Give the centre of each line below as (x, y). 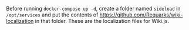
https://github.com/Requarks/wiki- (141, 15)
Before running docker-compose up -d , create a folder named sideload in (93, 9)
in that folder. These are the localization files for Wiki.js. (102, 21)
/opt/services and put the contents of (52, 15)
